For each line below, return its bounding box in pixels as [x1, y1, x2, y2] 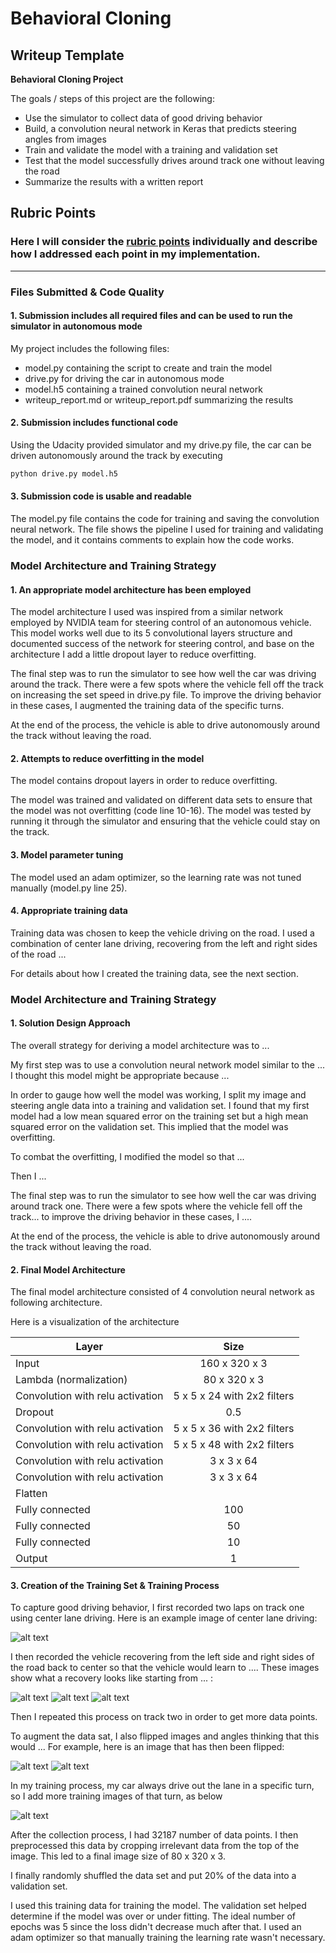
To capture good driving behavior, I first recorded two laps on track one [10, 1602, 305, 1614]
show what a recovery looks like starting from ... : [10, 1672, 213, 1684]
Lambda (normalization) [15, 1373, 128, 1387]
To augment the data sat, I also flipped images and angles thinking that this [10, 1730, 320, 1742]
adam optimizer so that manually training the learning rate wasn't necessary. [10, 1932, 326, 1944]
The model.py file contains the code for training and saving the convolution [10, 513, 320, 525]
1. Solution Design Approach [10, 1017, 131, 1029]
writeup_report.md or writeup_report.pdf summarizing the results [24, 393, 294, 406]
